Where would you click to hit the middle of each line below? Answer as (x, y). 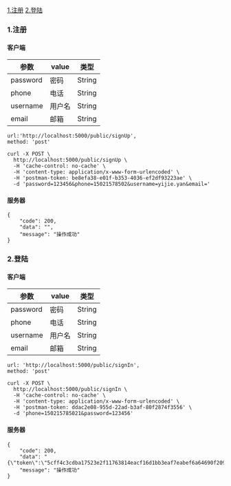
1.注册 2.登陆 (25, 10)
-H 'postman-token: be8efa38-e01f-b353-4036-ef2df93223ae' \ (103, 178)
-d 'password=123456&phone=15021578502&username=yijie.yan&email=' (112, 184)
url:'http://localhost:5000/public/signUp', (72, 136)
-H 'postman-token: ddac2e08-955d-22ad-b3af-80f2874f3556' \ (103, 408)
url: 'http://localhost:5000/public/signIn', (73, 366)
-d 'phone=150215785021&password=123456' (74, 414)
